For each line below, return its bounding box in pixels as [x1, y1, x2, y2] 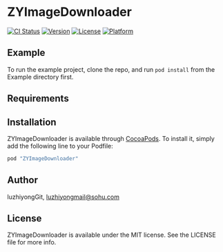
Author [7, 174, 38, 186]
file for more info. [7, 238, 57, 246]
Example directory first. [7, 72, 74, 81]
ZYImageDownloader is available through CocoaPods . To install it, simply [7, 134, 215, 142]
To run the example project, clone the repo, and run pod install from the [7, 65, 215, 73]
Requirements [7, 93, 69, 104]
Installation [7, 116, 57, 128]
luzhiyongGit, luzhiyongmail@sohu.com [7, 193, 119, 201]
